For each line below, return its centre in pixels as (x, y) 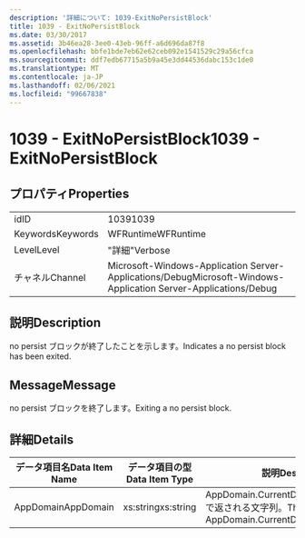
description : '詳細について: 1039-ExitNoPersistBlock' (111, 18)
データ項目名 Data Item (64, 467)
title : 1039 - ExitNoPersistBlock (75, 26)
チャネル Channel (50, 277)
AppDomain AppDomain (64, 507)
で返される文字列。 (246, 507)
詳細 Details (42, 439)
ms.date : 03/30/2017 (49, 35)
